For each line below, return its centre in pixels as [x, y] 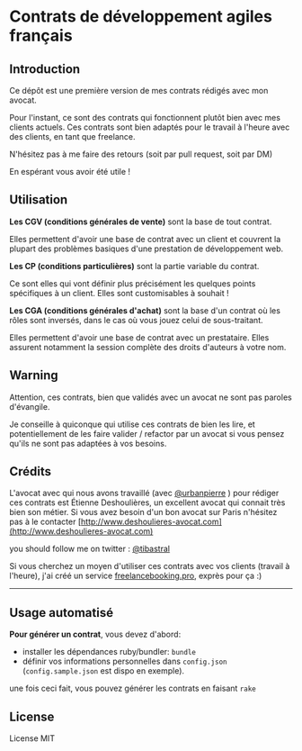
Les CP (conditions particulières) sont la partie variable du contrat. [134, 266]
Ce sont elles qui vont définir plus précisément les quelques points [133, 283]
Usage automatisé [62, 613]
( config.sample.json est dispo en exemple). [103, 671]
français [41, 36]
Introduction [45, 69]
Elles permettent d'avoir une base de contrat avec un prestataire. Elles [139, 337]
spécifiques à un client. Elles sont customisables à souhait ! [119, 293]
